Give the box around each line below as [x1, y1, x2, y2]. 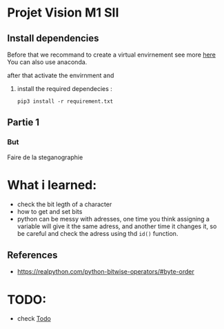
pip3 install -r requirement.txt [17, 98, 114, 105]
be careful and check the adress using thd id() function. [17, 229, 179, 237]
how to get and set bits [17, 207, 83, 215]
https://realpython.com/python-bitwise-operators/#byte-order [17, 268, 194, 276]
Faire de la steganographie [7, 153, 83, 161]
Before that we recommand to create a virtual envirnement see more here [7, 50, 216, 59]
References [7, 250, 58, 261]
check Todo [17, 315, 52, 323]
